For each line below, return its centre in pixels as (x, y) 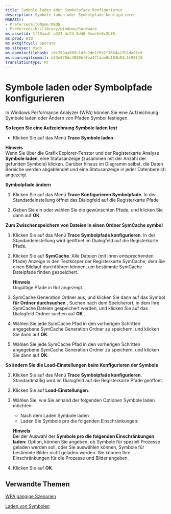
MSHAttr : (15, 19)
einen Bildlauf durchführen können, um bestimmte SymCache (77, 267)
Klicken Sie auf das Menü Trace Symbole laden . (64, 138)
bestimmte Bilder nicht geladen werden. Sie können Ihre (72, 453)
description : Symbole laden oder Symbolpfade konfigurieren (71, 15)
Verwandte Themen (38, 484)
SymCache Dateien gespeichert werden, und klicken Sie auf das (80, 308)
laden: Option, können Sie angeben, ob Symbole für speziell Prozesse (86, 442)
